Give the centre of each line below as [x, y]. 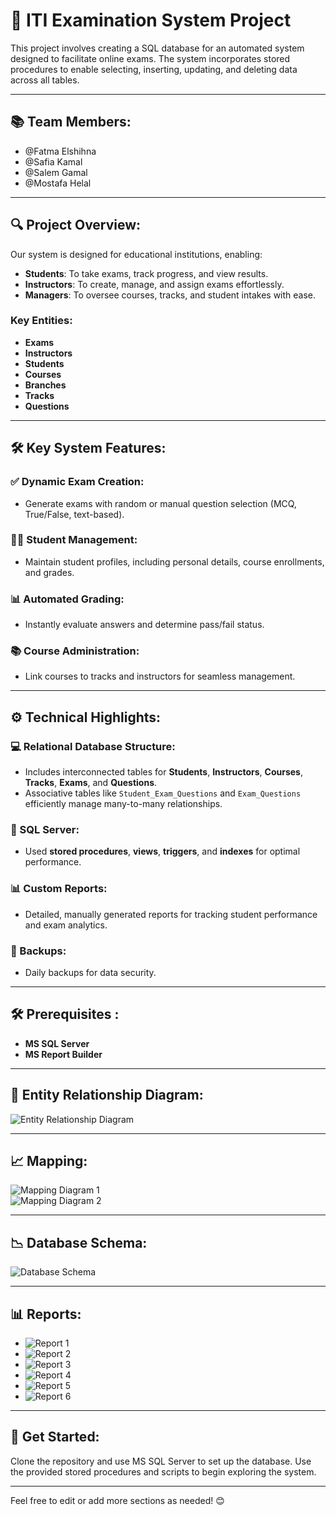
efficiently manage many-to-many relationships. [123, 804]
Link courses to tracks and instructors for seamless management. [160, 676]
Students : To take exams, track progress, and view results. [146, 273]
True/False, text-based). [74, 514]
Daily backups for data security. [90, 973]
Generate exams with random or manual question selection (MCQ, [160, 503]
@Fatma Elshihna [60, 151]
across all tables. [45, 80]
